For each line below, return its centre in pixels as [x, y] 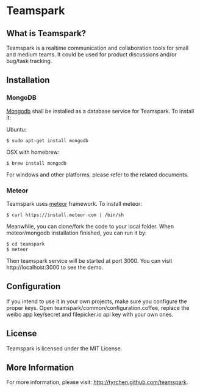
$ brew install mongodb [37, 163]
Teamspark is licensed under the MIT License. [64, 348]
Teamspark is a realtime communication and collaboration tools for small [98, 48]
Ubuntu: [16, 129]
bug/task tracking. [29, 61]
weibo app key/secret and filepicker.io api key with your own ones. [90, 314]
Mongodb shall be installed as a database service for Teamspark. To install [100, 111]
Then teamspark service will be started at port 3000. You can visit [89, 260]
